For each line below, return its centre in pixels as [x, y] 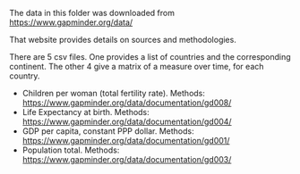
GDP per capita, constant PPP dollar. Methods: [108, 131]
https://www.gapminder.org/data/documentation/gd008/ [127, 103]
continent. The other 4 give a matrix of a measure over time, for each [137, 66]
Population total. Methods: [71, 150]
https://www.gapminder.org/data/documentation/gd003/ [127, 159]
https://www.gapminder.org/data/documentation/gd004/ [127, 121]
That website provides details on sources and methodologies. [123, 40]
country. [25, 76]
